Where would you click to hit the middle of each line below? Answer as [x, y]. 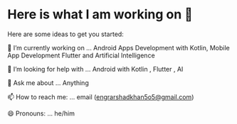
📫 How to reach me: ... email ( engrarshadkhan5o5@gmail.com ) [101, 97]
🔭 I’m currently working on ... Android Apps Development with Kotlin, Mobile [118, 47]
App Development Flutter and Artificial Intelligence [81, 55]
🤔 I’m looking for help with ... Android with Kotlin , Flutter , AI [95, 69]
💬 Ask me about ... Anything [48, 83]
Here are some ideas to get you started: [66, 34]
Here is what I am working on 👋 [100, 15]
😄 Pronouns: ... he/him [41, 113]
